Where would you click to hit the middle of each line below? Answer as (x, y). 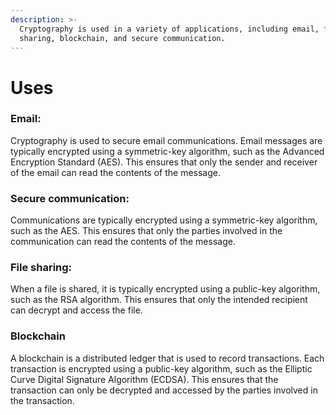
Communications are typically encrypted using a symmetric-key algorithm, (164, 220)
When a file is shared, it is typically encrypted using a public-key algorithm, (165, 289)
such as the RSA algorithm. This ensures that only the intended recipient (159, 300)
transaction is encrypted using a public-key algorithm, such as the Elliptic (161, 368)
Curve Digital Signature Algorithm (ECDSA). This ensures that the (144, 379)
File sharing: (41, 268)
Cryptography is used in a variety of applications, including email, (169, 29)
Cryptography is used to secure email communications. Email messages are (166, 140)
